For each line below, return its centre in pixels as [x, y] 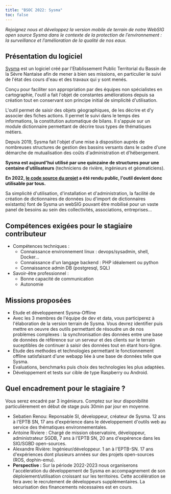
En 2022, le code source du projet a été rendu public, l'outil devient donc [84, 178]
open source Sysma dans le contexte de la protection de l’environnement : [84, 35]
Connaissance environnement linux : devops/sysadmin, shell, [84, 252]
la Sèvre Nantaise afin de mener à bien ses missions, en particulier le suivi [83, 74]
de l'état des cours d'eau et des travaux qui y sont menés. [66, 79]
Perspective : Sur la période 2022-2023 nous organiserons [75, 465]
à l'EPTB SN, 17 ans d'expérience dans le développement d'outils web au [89, 422]
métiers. [14, 132]
